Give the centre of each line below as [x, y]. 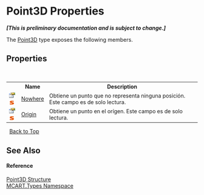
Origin [29, 114]
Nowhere [32, 99]
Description [122, 87]
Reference [20, 166]
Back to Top [24, 131]
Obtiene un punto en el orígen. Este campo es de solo [116, 111]
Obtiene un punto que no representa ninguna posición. [117, 96]
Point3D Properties [55, 11]
